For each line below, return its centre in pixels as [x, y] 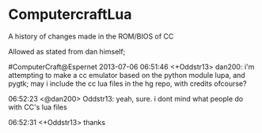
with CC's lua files [38, 107]
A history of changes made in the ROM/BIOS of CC [91, 36]
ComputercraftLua [70, 15]
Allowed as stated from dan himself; [67, 51]
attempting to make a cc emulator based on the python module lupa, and [127, 75]
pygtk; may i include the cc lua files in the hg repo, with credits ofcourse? [127, 83]
